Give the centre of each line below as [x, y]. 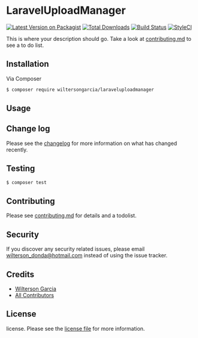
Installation [28, 64]
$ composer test [26, 182]
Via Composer [24, 78]
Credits [20, 274]
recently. [17, 149]
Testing [21, 169]
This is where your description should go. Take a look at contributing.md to [99, 38]
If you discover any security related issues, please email [76, 249]
